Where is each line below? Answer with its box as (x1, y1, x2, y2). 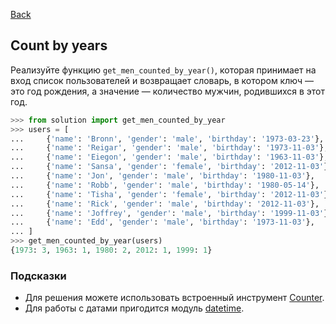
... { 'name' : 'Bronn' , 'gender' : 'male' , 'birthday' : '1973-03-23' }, (10, 134, 325, 144)
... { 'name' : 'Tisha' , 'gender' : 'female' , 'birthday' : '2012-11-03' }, (10, 189, 333, 199)
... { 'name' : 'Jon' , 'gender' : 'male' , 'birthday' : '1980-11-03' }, (10, 171, 315, 181)
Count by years (10, 37, 108, 54)
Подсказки (10, 269, 67, 283)
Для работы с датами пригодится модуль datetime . (24, 302, 245, 314)
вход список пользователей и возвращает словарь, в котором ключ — (10, 74, 314, 86)
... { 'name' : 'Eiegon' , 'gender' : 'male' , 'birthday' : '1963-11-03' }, (10, 152, 329, 163)
